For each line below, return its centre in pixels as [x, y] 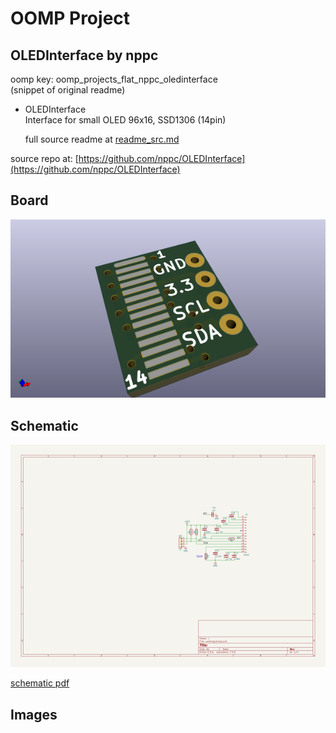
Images [34, 714]
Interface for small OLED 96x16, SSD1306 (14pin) [125, 120]
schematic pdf [40, 683]
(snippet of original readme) [68, 90]
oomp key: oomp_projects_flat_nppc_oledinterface [114, 79]
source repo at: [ [44, 158]
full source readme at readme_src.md [102, 139]
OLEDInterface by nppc [84, 55]
